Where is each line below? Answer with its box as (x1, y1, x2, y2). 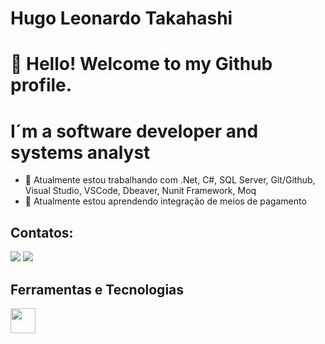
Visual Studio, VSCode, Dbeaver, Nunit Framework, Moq (24, 185, 257, 197)
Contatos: (10, 224, 74, 241)
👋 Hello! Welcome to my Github (10, 53, 273, 76)
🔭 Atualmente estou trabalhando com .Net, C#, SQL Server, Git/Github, (24, 174, 316, 186)
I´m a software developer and (10, 120, 259, 142)
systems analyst (10, 141, 151, 164)
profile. (10, 74, 73, 97)
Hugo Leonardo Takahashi (10, 7, 233, 30)
